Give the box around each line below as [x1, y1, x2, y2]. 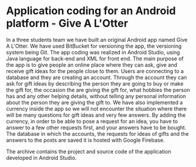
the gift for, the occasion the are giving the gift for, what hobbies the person [6, 86, 190, 93]
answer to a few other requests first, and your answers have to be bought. [6, 124, 187, 131]
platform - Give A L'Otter [6, 17, 129, 30]
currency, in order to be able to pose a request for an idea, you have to [6, 117, 178, 125]
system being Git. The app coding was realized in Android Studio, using [6, 48, 180, 55]
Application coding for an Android [6, 4, 176, 18]
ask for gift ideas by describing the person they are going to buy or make [6, 80, 184, 87]
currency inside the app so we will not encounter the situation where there [6, 105, 187, 112]
